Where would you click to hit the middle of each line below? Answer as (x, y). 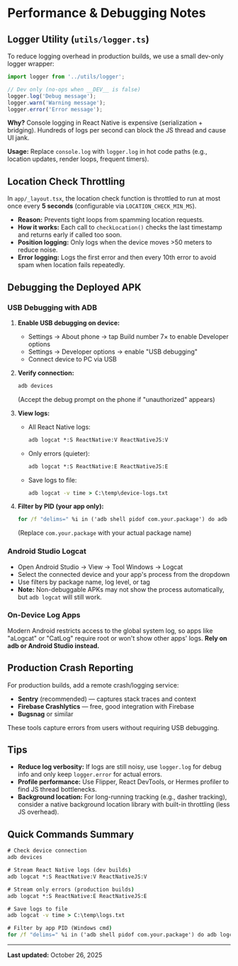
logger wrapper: (31, 64)
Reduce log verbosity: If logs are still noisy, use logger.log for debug (119, 767)
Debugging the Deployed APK (74, 287)
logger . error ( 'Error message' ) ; (55, 109)
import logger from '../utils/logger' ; (66, 77)
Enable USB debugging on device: (69, 322)
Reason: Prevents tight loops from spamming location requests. (110, 220)
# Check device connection (47, 851)
